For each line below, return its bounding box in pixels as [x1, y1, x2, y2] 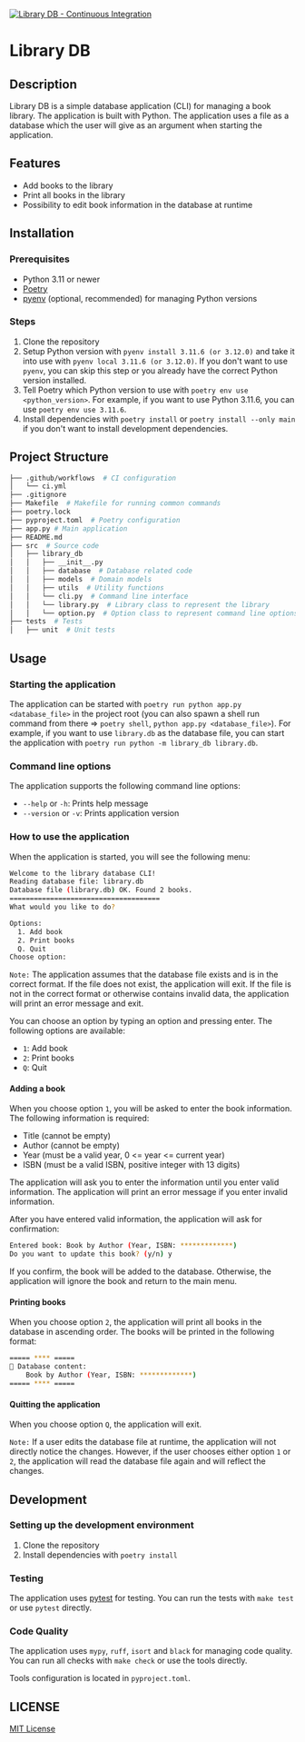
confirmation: [9, 1223, 60, 1235]
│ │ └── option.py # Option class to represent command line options [9, 609, 299, 618]
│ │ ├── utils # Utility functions [9, 582, 165, 592]
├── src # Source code [9, 541, 100, 550]
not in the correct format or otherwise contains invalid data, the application [9, 989, 290, 1000]
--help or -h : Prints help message [22, 798, 149, 809]
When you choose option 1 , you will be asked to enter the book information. [9, 1103, 292, 1114]
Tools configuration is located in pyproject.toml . [9, 1673, 191, 1684]
